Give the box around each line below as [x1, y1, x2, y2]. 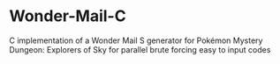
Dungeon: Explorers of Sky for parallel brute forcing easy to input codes [9, 44, 271, 54]
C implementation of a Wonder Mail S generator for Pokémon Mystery [9, 35, 263, 46]
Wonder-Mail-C [9, 6, 126, 26]
